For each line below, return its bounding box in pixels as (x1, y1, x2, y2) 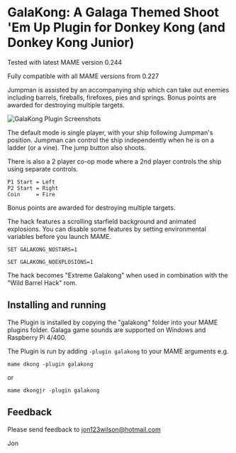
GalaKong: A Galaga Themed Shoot (7, 4, 220, 21)
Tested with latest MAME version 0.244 (7, 58, 123, 66)
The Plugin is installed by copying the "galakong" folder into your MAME (7, 318, 218, 326)
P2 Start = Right (7, 184, 59, 192)
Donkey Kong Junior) (7, 35, 135, 50)
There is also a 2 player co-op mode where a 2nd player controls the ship (7, 157, 222, 166)
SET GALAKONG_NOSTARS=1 (7, 246, 78, 253)
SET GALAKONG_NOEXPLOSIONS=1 (7, 258, 94, 265)
